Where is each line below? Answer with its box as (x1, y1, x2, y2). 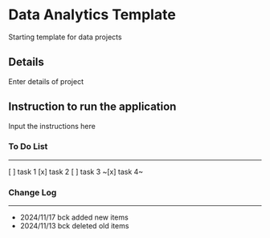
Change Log (8, 187, 57, 198)
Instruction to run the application (8, 100, 177, 114)
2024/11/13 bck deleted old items (19, 221, 129, 231)
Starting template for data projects (8, 32, 122, 42)
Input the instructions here (8, 121, 96, 131)
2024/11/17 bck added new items (19, 212, 129, 222)
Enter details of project (8, 76, 84, 86)
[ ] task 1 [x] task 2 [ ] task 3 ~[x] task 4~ (8, 167, 144, 176)
